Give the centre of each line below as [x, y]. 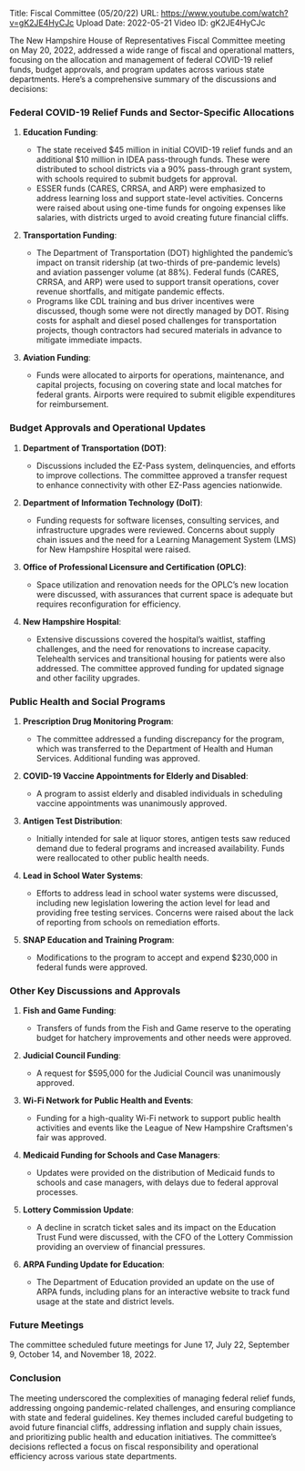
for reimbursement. [72, 404]
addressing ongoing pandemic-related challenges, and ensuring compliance [152, 1407]
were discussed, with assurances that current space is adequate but [164, 594]
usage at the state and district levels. [105, 1302]
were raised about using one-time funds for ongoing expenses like [161, 208]
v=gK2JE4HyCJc [42, 23]
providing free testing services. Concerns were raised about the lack [165, 912]
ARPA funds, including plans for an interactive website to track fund [163, 1292]
